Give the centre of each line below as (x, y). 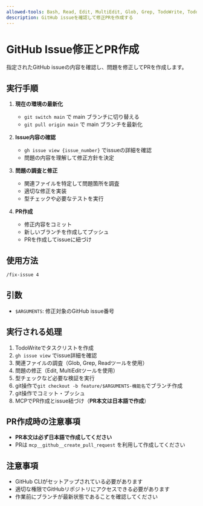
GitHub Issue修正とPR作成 (73, 49)
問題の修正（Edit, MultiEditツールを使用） (67, 370)
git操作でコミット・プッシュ (50, 393)
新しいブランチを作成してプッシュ (66, 232)
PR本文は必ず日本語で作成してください (63, 438)
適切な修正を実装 (45, 191)
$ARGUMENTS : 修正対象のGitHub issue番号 (65, 311)
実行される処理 (34, 332)
